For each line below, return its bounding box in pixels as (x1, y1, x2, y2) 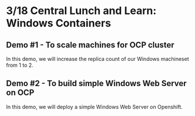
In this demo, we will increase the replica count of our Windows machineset (6, 56, 189, 62)
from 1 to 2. (6, 62, 33, 69)
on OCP (6, 88, 35, 98)
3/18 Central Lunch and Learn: (6, 4, 157, 18)
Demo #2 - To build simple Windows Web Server (6, 79, 187, 88)
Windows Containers (6, 16, 112, 30)
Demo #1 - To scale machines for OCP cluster (6, 40, 174, 50)
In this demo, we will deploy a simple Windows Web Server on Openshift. (6, 103, 183, 110)
